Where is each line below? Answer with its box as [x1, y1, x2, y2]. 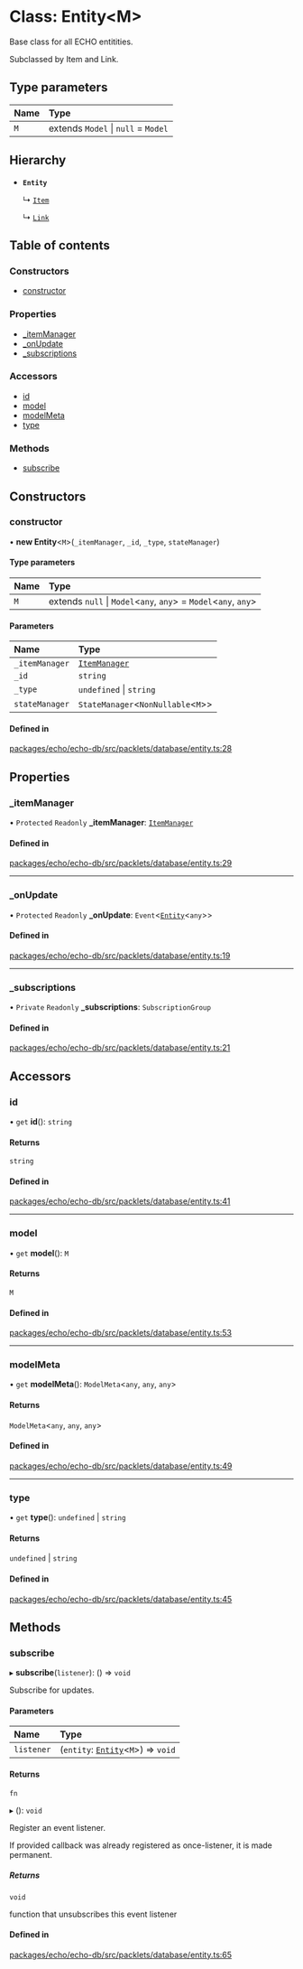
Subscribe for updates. [9, 1684, 95, 1695]
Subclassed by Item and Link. [9, 53, 119, 64]
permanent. [9, 1849, 52, 1860]
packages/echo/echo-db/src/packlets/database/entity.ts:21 [9, 1042, 231, 1053]
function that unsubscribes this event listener [9, 1908, 178, 1919]
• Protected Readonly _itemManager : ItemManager [9, 817, 194, 828]
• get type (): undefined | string [9, 1512, 126, 1523]
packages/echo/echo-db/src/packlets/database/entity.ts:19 [9, 950, 231, 961]
